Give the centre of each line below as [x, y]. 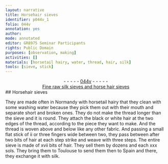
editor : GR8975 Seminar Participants [45, 43]
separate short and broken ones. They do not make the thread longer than [83, 113]
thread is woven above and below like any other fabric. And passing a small [85, 129]
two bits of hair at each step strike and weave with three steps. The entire [83, 140]
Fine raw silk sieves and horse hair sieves [86, 87]
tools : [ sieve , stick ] [29, 67]
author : [14, 34]
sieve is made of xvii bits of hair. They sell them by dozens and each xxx [81, 145]
